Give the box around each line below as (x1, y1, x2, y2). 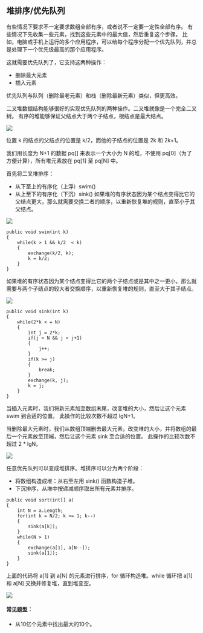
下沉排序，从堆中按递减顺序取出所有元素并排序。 (14, 485, 137, 492)
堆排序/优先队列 (6, 5, 65, 16)
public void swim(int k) (6, 229, 69, 235)
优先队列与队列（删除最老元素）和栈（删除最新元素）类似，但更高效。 (6, 91, 181, 99)
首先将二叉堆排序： (6, 170, 54, 177)
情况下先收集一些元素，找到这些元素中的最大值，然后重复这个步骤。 (11, 30, 181, 38)
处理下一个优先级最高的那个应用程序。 (11, 45, 107, 53)
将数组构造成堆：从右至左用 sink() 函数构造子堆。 (14, 477, 138, 485)
